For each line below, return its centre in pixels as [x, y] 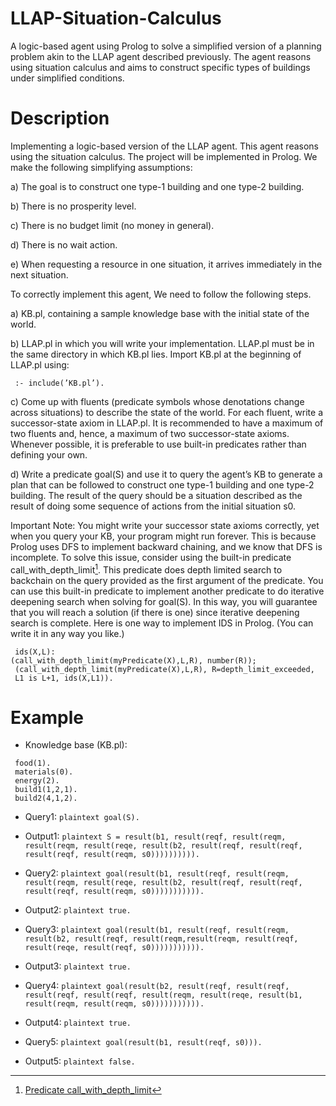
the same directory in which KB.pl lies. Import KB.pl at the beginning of [156, 354]
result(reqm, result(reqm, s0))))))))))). [114, 1004]
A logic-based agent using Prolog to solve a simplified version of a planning [166, 46]
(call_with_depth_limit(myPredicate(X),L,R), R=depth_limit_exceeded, [164, 669]
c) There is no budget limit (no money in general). [112, 225]
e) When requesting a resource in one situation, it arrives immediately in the [166, 264]
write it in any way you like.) [67, 633]
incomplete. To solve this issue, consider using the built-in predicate [151, 557]
